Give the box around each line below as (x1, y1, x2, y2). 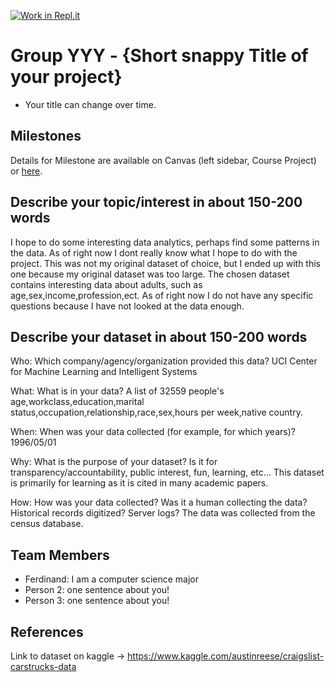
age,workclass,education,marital (10, 396, 145, 408)
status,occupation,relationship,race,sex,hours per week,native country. (10, 406, 303, 419)
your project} (10, 66, 123, 89)
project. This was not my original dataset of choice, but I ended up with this (10, 257, 321, 269)
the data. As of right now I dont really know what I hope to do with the (10, 246, 298, 259)
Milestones (10, 128, 82, 145)
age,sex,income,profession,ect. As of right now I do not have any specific (10, 289, 314, 301)
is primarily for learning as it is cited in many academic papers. (10, 477, 269, 489)
